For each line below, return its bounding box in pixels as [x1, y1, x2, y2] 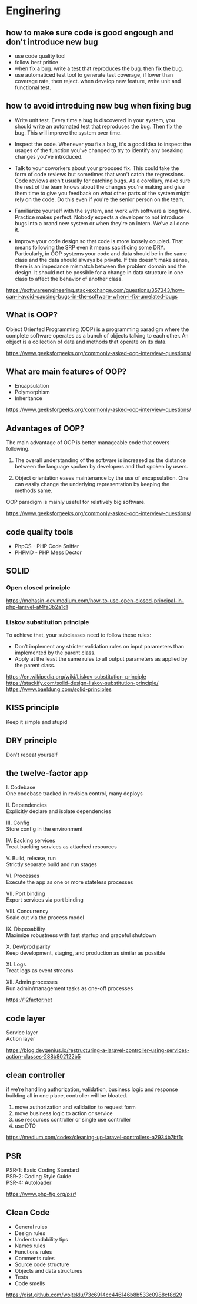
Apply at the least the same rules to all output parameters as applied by [14, 656, 188, 663]
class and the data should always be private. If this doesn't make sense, [14, 256, 189, 263]
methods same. [14, 487, 53, 494]
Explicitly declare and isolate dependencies [6, 808, 112, 815]
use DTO [14, 1122, 36, 1129]
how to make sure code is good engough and [6, 28, 173, 38]
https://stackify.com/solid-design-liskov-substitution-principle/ [6, 680, 159, 687]
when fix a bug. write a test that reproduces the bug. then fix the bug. [14, 65, 183, 72]
